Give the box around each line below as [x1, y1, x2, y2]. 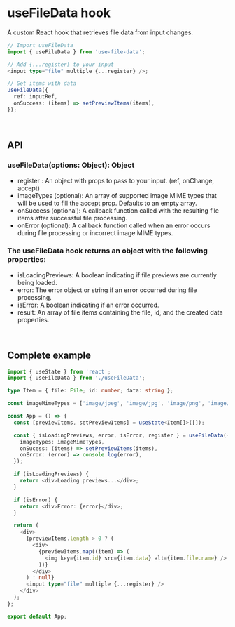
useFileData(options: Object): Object [7, 160, 135, 170]
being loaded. [17, 278, 57, 286]
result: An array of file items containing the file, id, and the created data [17, 308, 223, 317]
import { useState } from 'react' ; [7, 368, 111, 375]
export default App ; [7, 613, 68, 620]
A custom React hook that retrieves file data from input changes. [7, 28, 194, 37]
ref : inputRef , [13, 93, 58, 100]
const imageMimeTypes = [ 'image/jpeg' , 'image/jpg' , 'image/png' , [7, 400, 205, 407]
